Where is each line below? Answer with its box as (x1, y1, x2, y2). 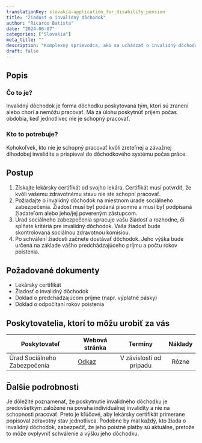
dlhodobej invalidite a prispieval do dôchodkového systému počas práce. (6, 150, 188, 158)
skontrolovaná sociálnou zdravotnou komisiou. (14, 229, 130, 236)
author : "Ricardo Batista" (6, 20, 74, 26)
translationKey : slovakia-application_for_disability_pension (6, 8, 165, 15)
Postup (6, 168, 34, 178)
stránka (84, 343, 107, 352)
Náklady (168, 340, 193, 348)
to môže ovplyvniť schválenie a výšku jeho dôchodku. (6, 430, 139, 437)
